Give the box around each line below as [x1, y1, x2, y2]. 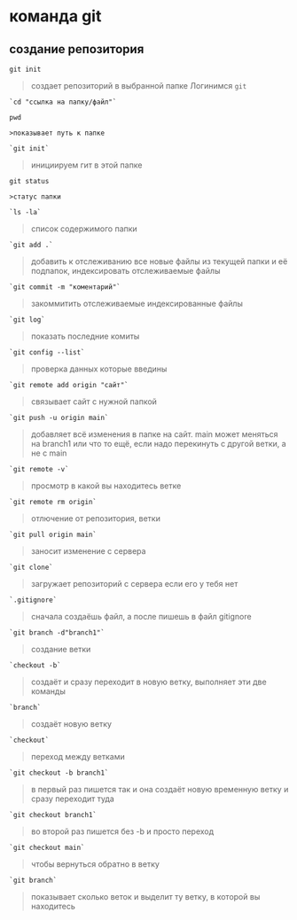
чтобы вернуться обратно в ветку [30, 859, 160, 869]
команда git [9, 6, 102, 27]
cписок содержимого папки [30, 223, 137, 234]
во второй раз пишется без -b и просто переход [30, 826, 215, 837]
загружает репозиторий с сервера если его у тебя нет [30, 579, 238, 589]
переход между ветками [30, 752, 126, 761]
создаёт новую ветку [30, 719, 113, 729]
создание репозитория [9, 42, 145, 57]
